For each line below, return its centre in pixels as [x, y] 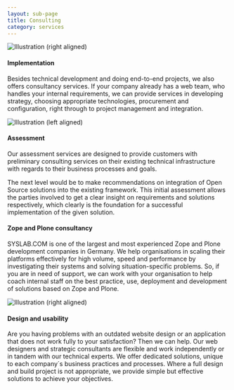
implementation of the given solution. [61, 212]
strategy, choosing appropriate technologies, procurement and [98, 101]
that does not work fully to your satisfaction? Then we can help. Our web [112, 342]
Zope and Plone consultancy [50, 228]
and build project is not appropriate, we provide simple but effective [105, 371]
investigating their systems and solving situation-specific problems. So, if [113, 266]
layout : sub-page [33, 14]
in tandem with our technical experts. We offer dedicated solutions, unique [115, 356]
